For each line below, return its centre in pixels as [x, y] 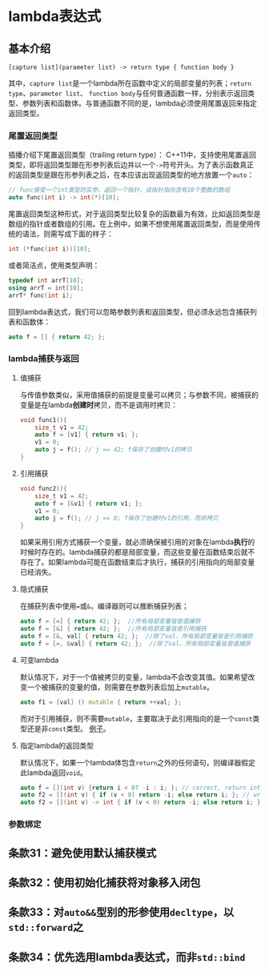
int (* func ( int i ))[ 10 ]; [50, 249]
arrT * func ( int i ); [41, 295]
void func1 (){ [43, 420]
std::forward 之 [46, 927]
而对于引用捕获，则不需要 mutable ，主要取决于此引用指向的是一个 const [136, 718]
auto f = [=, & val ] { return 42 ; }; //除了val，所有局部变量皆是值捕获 [135, 644]
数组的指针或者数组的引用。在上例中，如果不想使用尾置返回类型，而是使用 [131, 224]
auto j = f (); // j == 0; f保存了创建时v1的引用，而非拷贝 [126, 518]
